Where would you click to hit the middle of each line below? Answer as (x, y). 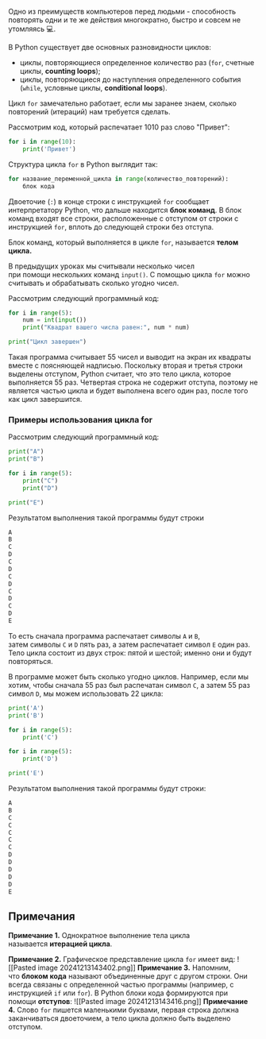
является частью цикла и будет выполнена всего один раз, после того (128, 391)
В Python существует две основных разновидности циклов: (110, 47)
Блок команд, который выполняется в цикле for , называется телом (123, 242)
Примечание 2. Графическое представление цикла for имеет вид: (122, 960)
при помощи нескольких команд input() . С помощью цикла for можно (129, 274)
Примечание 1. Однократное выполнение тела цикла (99, 936)
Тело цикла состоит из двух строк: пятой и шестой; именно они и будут (130, 653)
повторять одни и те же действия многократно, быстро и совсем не (124, 20)
